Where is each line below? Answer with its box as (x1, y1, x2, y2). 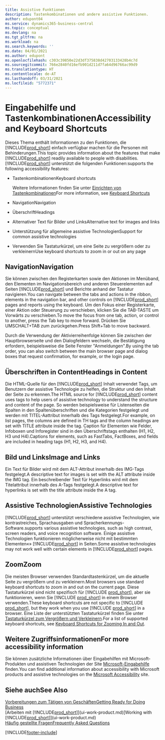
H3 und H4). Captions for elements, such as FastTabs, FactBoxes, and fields (5, 433, 159, 440)
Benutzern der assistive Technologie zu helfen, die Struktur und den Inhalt (5, 386, 156, 392)
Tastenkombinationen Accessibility (5, 112, 151, 123)
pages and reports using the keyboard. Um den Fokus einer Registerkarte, (5, 302, 156, 308)
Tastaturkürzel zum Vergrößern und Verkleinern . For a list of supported (5, 616, 148, 621)
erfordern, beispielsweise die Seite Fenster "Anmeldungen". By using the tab (5, 343, 159, 349)
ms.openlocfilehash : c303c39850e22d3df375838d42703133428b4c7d (5, 58, 138, 63)
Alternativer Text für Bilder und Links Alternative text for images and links (12, 218, 160, 225)
